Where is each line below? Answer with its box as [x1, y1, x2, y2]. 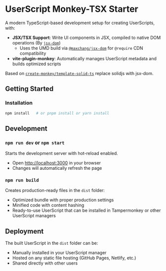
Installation [5, 100, 33, 107]
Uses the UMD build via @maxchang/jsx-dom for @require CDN [19, 45, 143, 51]
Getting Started [5, 85, 54, 93]
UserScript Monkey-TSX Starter [5, 3, 138, 15]
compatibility [19, 50, 46, 56]
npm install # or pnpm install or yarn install [5, 111, 110, 116]
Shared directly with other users [12, 260, 78, 266]
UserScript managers [12, 213, 56, 219]
